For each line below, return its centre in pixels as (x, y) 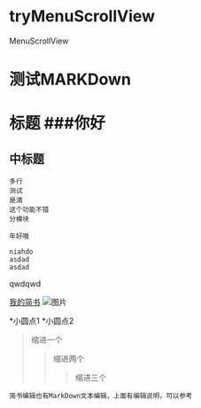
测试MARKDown (70, 79)
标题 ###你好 (58, 124)
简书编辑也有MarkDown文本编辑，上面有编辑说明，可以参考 (101, 396)
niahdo (21, 252)
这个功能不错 (29, 210)
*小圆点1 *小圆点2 (42, 321)
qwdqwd (25, 284)
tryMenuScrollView (82, 16)
